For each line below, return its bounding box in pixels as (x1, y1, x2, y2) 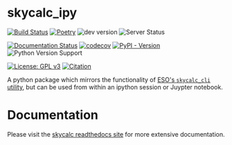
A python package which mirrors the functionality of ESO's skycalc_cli (7, 75, 211, 84)
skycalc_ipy (7, 5, 78, 21)
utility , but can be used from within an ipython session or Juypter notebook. (7, 83, 223, 91)
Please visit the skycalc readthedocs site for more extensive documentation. (7, 130, 225, 138)
